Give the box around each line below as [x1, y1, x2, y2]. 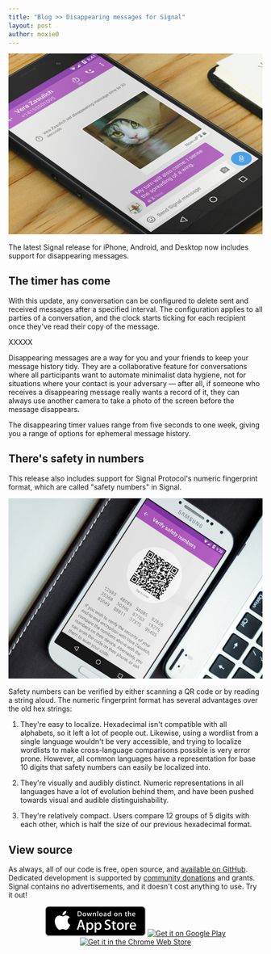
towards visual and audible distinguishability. [19, 796, 169, 805]
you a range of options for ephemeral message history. [8, 428, 191, 438]
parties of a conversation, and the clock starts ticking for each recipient [8, 313, 246, 322]
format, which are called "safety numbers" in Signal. [8, 481, 182, 492]
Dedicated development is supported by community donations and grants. [8, 872, 256, 882]
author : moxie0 [8, 30, 60, 38]
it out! [8, 889, 28, 900]
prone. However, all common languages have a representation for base [19, 754, 256, 763]
